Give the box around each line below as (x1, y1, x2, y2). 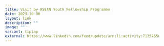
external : (5, 34, 25, 39)
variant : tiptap (5, 29, 38, 34)
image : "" (5, 25, 25, 30)
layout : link (5, 16, 32, 21)
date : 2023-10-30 (5, 11, 41, 16)
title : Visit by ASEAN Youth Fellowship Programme (5, 7, 110, 12)
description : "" (5, 20, 38, 25)
